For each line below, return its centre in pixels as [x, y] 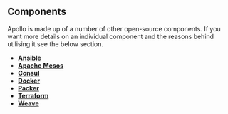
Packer [28, 88]
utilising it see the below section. [56, 44]
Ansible [29, 58]
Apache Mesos [41, 65]
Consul [28, 73]
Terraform [33, 95]
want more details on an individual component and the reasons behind [111, 36]
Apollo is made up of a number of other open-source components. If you [114, 28]
